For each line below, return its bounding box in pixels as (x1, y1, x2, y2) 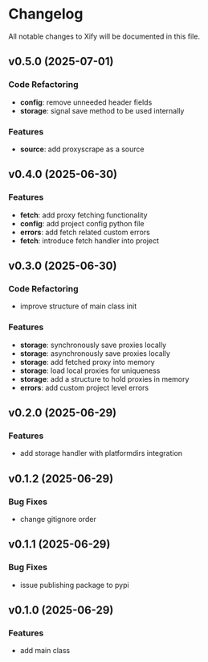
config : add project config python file (19, 218, 145, 228)
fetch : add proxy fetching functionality (19, 210, 148, 220)
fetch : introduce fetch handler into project (19, 235, 159, 246)
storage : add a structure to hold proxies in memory (19, 374, 190, 383)
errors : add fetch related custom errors (19, 227, 150, 237)
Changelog (8, 5, 84, 23)
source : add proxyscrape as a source (19, 144, 145, 154)
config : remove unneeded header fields (19, 97, 153, 107)
